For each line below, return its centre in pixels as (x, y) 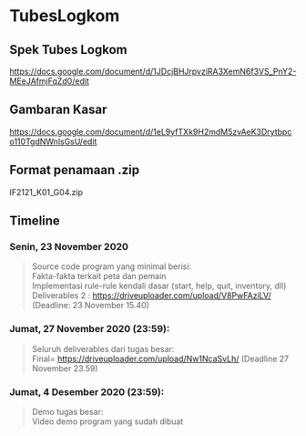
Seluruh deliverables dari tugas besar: (103, 348)
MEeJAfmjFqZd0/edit (49, 81)
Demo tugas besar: (67, 411)
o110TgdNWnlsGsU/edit (53, 141)
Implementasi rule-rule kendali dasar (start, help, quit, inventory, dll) (159, 286)
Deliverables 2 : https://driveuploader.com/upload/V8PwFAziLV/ (151, 296)
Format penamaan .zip (74, 170)
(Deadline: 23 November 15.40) (91, 306)
